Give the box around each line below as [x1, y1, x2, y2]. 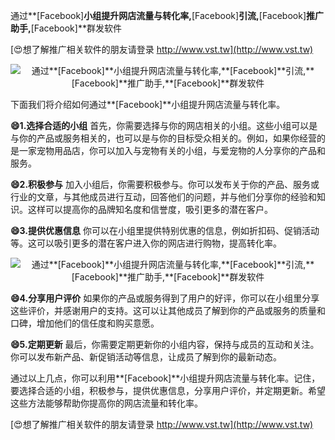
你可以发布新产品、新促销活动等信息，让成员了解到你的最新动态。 [10, 351, 282, 363]
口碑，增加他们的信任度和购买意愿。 [10, 317, 160, 329]
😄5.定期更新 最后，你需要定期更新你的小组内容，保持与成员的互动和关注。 [10, 339, 320, 350]
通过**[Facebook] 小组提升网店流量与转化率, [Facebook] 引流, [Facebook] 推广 [10, 10, 325, 21]
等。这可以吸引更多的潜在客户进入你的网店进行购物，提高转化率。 [10, 237, 282, 249]
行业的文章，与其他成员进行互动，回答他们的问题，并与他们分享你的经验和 [10, 191, 317, 203]
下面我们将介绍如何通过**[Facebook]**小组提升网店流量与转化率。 [10, 99, 286, 110]
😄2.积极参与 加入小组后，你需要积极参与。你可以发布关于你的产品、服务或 [10, 179, 320, 190]
